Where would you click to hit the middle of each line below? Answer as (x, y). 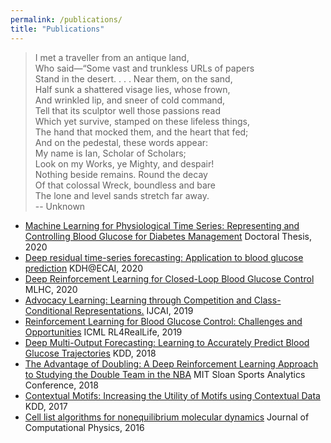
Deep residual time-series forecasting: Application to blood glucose (164, 257)
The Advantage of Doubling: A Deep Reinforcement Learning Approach (171, 363)
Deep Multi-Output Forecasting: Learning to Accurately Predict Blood (167, 342)
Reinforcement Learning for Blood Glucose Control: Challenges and (163, 321)
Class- (267, 300)
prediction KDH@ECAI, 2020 (84, 268)
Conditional (48, 310)
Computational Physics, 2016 (84, 427)
